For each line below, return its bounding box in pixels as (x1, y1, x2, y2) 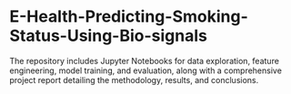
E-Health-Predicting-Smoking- (9, 6, 248, 27)
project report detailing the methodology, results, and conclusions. (9, 74, 259, 85)
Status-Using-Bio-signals (9, 25, 207, 46)
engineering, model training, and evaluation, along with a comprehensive (9, 65, 282, 76)
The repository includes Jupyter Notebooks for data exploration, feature (9, 55, 280, 66)
